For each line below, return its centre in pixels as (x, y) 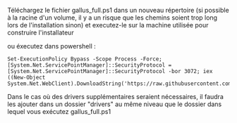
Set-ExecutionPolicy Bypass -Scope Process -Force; (85, 59)
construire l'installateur (41, 32)
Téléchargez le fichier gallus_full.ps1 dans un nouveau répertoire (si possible (118, 10)
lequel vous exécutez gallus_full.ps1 (59, 111)
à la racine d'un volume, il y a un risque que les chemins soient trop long (112, 18)
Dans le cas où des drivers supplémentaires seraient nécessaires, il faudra (115, 97)
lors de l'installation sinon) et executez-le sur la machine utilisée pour (108, 25)
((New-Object (26, 77)
